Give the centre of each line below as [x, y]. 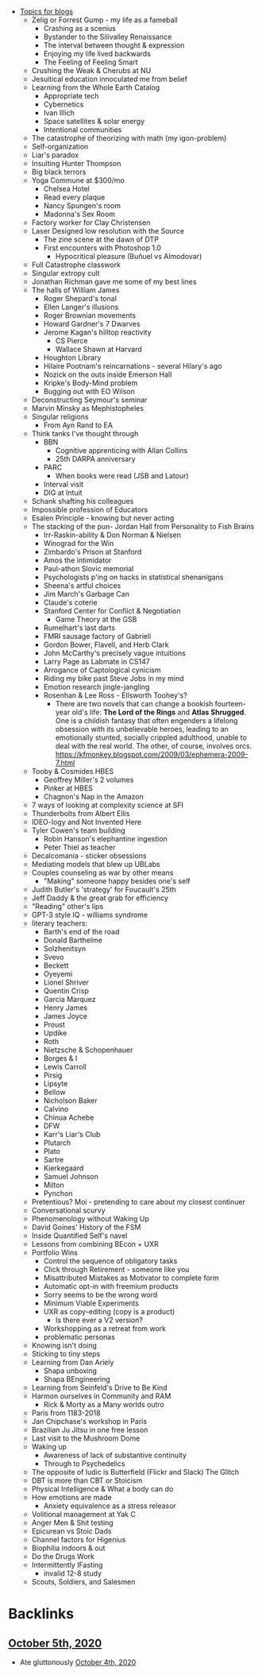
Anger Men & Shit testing [72, 1522]
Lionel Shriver [66, 982]
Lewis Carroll [65, 1067]
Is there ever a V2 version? [99, 1320]
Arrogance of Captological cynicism [102, 670]
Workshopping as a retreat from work [105, 1329]
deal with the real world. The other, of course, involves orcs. [154, 746]
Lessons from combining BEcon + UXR [95, 1244]
